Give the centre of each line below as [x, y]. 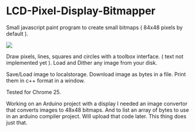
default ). [17, 33]
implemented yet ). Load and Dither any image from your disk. [82, 62]
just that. [17, 122]
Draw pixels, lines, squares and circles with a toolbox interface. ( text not [95, 56]
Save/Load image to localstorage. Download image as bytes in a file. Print [96, 74]
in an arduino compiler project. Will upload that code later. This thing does [96, 116]
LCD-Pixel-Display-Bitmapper [81, 11]
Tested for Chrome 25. [33, 92]
